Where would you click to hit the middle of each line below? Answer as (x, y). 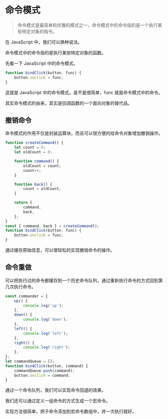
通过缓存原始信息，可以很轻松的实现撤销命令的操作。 (60, 250)
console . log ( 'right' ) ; (47, 347)
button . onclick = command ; (42, 375)
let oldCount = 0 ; (33, 152)
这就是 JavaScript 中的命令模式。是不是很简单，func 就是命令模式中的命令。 (84, 92)
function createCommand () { (34, 143)
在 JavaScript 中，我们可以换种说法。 (44, 42)
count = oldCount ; (42, 189)
